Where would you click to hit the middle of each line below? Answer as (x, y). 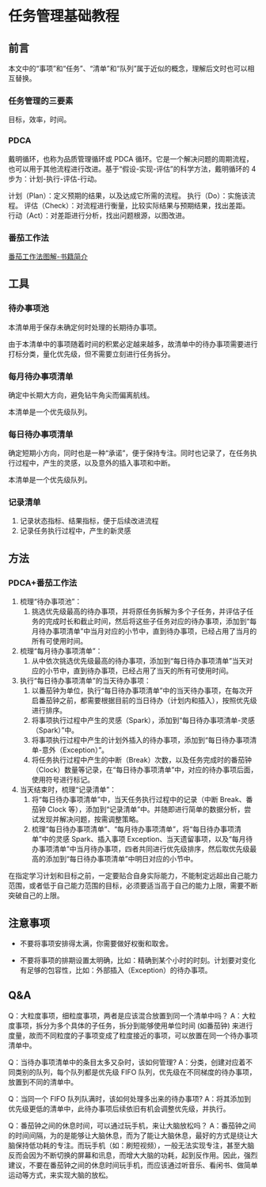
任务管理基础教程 (64, 16)
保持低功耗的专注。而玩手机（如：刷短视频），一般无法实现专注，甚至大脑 (135, 1145)
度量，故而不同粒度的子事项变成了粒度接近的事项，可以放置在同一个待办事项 (133, 1035)
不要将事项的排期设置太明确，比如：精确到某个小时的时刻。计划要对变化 (137, 960)
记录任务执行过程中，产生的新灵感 (75, 531)
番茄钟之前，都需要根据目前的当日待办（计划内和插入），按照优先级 (148, 701)
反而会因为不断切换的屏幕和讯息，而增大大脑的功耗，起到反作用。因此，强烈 (133, 1155)
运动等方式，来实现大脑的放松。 (60, 1175)
